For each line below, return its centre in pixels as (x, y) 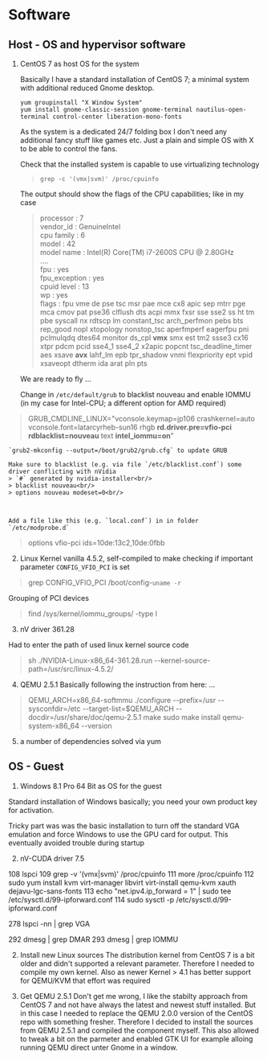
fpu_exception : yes (72, 278)
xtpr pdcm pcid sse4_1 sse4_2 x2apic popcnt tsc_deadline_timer (146, 346)
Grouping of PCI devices (49, 598)
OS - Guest (36, 767)
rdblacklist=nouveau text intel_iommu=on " (101, 436)
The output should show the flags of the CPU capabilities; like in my (132, 194)
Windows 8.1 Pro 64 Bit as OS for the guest (91, 786)
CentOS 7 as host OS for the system (79, 64)
